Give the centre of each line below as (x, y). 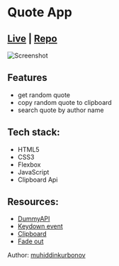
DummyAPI (34, 219)
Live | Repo (33, 39)
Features (27, 78)
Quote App (40, 12)
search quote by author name (61, 110)
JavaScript (33, 172)
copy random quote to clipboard (64, 102)
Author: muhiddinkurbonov (47, 255)
